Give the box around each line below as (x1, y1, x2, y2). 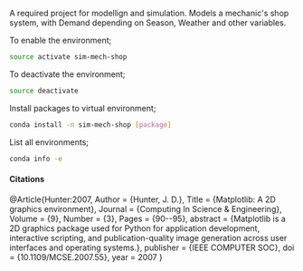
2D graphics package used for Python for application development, (9, 222, 260, 234)
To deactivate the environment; (9, 68, 126, 80)
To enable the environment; (9, 35, 112, 45)
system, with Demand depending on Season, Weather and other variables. (9, 17, 287, 28)
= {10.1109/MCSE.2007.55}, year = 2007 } (9, 251, 163, 262)
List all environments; (9, 136, 89, 148)
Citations (9, 174, 45, 185)
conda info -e (9, 154, 63, 163)
